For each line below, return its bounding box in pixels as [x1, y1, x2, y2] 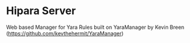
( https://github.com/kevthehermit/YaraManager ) [6, 29, 124, 37]
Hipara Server [6, 4, 76, 18]
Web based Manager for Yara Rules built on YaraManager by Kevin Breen [6, 24, 185, 31]
